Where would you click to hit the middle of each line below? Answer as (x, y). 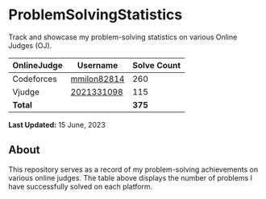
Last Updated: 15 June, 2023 (57, 124)
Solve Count (157, 65)
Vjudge (26, 91)
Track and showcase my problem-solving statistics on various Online (123, 37)
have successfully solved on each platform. (81, 186)
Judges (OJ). (30, 45)
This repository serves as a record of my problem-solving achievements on (133, 169)
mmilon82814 (98, 79)
